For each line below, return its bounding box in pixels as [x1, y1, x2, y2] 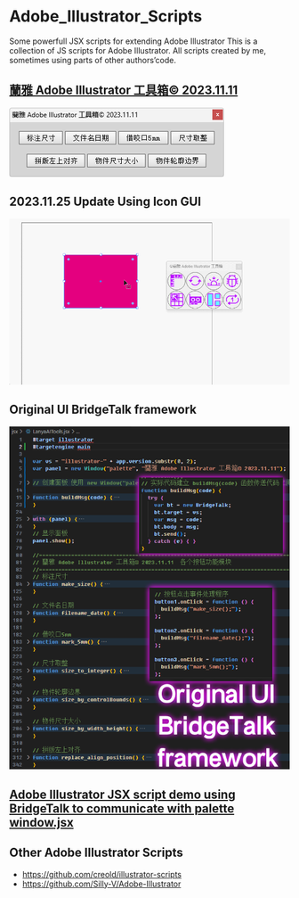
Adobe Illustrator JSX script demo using [9, 787, 236, 802]
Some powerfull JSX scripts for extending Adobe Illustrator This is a [9, 36, 258, 46]
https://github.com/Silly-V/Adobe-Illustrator [21, 878, 182, 889]
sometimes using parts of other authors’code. [9, 54, 176, 65]
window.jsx [9, 814, 74, 830]
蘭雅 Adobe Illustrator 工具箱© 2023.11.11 [9, 83, 238, 98]
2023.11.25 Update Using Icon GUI [9, 194, 202, 210]
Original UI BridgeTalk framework [9, 402, 198, 417]
